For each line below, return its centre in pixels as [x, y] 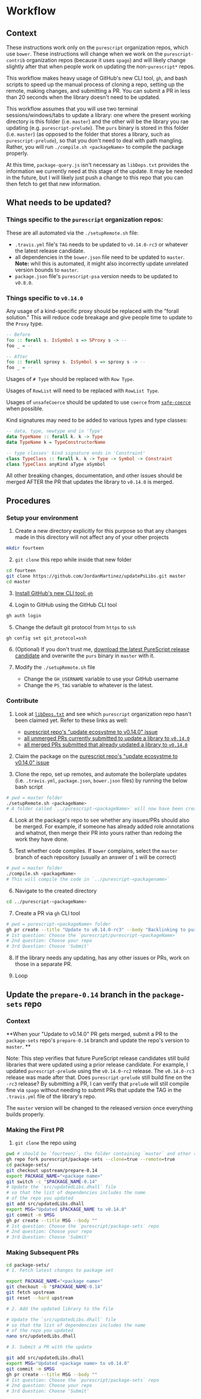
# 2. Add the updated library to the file [60, 1309]
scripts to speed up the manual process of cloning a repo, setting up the [95, 84]
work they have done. [42, 839]
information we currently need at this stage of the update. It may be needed [100, 171]
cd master [19, 581]
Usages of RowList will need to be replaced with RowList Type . [83, 391]
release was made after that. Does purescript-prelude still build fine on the [99, 1077]
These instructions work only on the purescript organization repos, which [97, 47]
